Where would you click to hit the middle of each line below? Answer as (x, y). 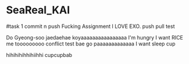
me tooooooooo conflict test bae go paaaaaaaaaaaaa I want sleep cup (91, 44)
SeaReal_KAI (38, 10)
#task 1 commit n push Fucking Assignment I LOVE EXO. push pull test (90, 26)
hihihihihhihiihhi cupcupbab (39, 55)
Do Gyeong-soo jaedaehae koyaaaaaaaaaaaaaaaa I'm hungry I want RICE (94, 37)
